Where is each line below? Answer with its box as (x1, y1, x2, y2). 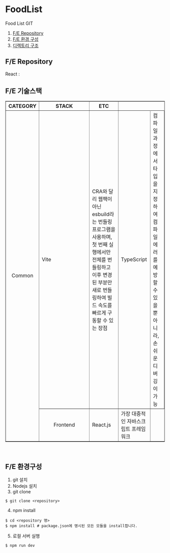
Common (12, 272, 34, 279)
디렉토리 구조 (12, 42, 39, 49)
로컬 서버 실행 (12, 533, 40, 539)
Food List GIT (5, 20, 33, 26)
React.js (92, 421, 111, 428)
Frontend (53, 421, 75, 428)
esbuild (92, 210, 110, 218)
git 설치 (12, 477, 28, 483)
